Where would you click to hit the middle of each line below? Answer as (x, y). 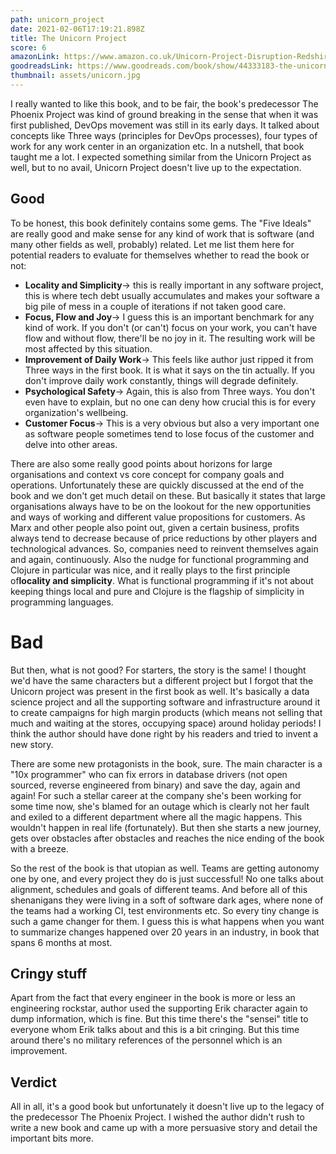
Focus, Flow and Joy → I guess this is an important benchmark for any (169, 317)
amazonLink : (35, 57)
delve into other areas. (71, 444)
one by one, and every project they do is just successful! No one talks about (167, 878)
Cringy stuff (49, 974)
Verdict (33, 1082)
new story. (32, 744)
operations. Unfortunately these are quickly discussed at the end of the (157, 485)
